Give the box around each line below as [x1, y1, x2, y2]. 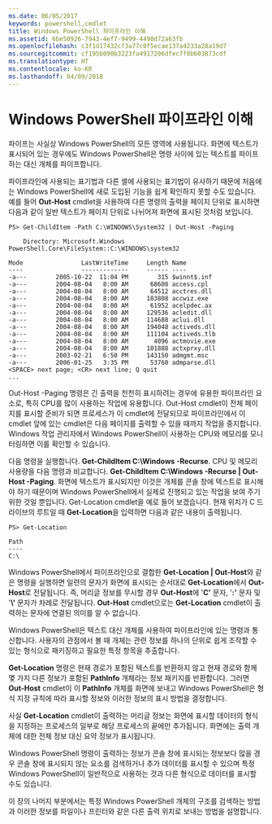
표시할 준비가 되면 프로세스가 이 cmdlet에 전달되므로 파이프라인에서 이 [23, 408, 246, 418]
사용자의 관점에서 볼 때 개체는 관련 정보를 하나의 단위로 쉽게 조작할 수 [38, 635, 257, 645]
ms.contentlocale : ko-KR [8, 65, 93, 73]
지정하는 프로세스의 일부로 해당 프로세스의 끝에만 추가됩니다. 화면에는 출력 [16, 721, 252, 730]
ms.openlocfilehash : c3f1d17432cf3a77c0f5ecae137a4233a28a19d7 [8, 42, 227, 50]
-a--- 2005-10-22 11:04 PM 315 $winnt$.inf [8, 273, 213, 281]
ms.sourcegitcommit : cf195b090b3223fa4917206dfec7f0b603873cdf [8, 50, 227, 58]
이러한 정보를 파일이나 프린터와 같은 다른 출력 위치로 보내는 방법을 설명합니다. [16, 806, 262, 816]
